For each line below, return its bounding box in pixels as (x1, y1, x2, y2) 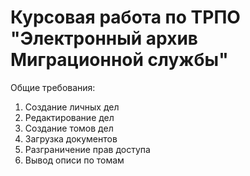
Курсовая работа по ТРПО (10, 6, 241, 29)
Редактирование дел (24, 111, 115, 123)
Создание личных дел (24, 101, 120, 113)
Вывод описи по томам (24, 154, 125, 166)
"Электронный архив (10, 27, 198, 50)
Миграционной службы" (10, 49, 229, 71)
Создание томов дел (24, 122, 114, 134)
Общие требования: (10, 81, 96, 93)
